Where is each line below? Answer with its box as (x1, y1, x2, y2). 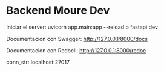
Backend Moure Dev (6, 4, 110, 17)
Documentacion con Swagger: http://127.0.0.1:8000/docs (6, 35, 148, 42)
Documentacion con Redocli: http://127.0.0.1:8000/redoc (6, 46, 146, 54)
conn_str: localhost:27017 (6, 58, 70, 66)
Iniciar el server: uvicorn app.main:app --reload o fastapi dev (6, 23, 159, 31)
